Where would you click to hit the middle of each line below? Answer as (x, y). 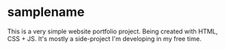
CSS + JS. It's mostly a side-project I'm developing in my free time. (104, 38)
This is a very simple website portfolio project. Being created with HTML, (112, 31)
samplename (46, 12)
